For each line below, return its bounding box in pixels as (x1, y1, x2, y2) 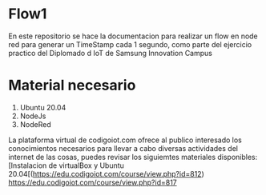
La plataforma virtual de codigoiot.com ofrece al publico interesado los (8, 135, 242, 145)
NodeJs (19, 111, 46, 121)
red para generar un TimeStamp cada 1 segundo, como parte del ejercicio (8, 39, 252, 49)
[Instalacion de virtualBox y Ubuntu (8, 161, 124, 170)
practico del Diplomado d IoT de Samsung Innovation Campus (8, 48, 212, 58)
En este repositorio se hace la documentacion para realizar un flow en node (8, 31, 258, 41)
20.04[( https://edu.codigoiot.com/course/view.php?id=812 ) (8, 169, 204, 178)
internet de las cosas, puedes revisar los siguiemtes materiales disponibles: (8, 152, 258, 161)
